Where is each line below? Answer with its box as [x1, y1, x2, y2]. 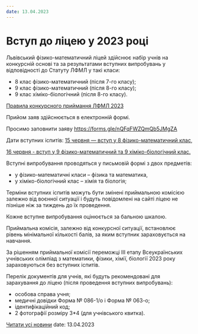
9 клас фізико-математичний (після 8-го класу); [14, 84, 137, 91]
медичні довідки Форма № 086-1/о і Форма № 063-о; [14, 297, 150, 304]
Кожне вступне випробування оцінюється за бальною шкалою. [6, 213, 167, 220]
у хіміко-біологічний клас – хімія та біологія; [14, 177, 127, 185]
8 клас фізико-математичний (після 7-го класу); [14, 78, 137, 85]
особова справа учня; [14, 290, 71, 297]
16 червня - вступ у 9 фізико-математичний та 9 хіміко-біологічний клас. [6, 148, 191, 155]
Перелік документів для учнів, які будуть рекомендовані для [6, 272, 161, 279]
